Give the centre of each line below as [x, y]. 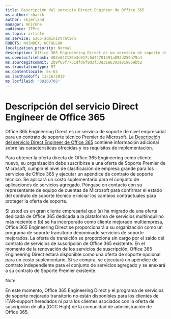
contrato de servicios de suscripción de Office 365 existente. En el [75, 243]
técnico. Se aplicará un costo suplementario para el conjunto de [72, 179]
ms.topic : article [25, 34]
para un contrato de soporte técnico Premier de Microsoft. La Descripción [83, 137]
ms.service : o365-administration [41, 39]
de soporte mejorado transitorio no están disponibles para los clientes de [82, 296]
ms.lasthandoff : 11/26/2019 [35, 77]
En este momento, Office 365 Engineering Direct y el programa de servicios [84, 290]
